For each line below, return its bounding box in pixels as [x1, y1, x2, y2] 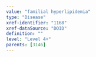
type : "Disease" [6, 14, 46, 20]
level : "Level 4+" [6, 36, 51, 42]
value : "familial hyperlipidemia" [6, 8, 91, 15]
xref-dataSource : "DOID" [6, 25, 67, 31]
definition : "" [6, 31, 44, 37]
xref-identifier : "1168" [6, 20, 67, 26]
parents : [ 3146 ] [6, 42, 46, 48]
